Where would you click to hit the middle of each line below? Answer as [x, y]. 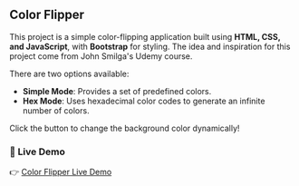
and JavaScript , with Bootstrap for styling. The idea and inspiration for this [150, 46]
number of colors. [56, 110]
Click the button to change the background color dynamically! [125, 128]
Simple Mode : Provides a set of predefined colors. [117, 91]
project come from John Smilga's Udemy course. [101, 56]
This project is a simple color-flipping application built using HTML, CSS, [145, 36]
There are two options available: [69, 73]
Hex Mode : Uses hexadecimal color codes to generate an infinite [144, 101]
